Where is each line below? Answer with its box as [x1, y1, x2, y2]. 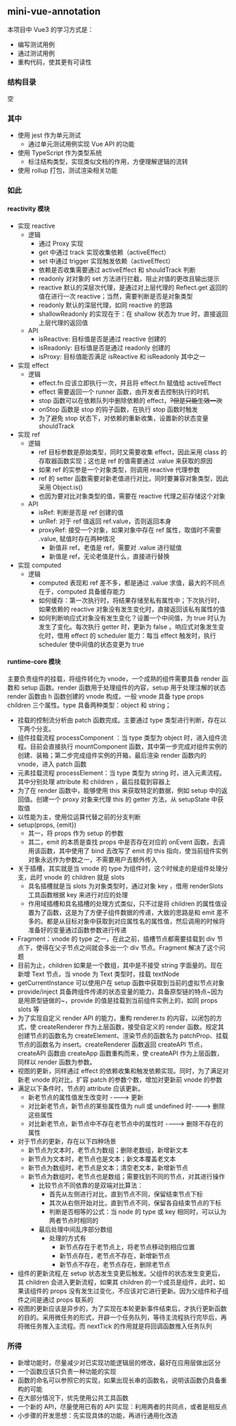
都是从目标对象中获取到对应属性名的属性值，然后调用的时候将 [46, 917, 225, 925]
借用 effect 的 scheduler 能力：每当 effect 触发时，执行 [57, 631, 216, 639]
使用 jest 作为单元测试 [17, 131, 81, 139]
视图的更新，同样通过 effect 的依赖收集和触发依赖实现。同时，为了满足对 [17, 1066, 229, 1075]
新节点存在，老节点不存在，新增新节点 [59, 1251, 171, 1260]
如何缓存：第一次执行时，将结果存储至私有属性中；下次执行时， [38, 596, 223, 604]
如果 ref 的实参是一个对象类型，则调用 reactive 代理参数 [38, 465, 200, 474]
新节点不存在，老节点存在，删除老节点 [59, 1260, 171, 1268]
